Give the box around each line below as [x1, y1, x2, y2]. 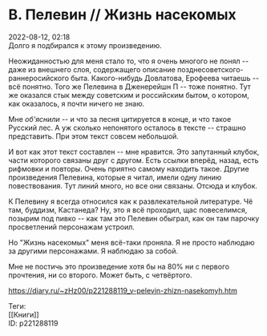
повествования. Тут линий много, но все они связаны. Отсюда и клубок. [8, 180, 258, 190]
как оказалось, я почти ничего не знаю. [8, 99, 145, 108]
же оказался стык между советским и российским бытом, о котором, [8, 90, 250, 99]
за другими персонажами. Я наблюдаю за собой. [8, 246, 179, 256]
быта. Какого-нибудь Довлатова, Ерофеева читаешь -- [71, 73, 259, 83]
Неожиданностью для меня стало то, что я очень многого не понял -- [8, 56, 249, 66]
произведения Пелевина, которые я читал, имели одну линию [8, 172, 222, 182]
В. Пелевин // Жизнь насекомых [8, 6, 237, 24]
